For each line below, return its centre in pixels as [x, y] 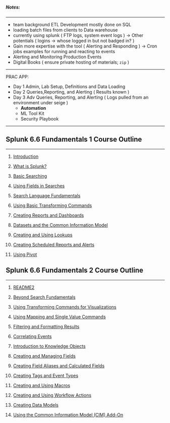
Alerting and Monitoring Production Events [57, 57]
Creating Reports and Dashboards [48, 215]
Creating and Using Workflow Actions [52, 395]
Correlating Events [32, 336]
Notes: [13, 7]
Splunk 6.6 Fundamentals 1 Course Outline [74, 139]
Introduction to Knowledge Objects [49, 346]
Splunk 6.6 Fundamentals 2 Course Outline [74, 270]
